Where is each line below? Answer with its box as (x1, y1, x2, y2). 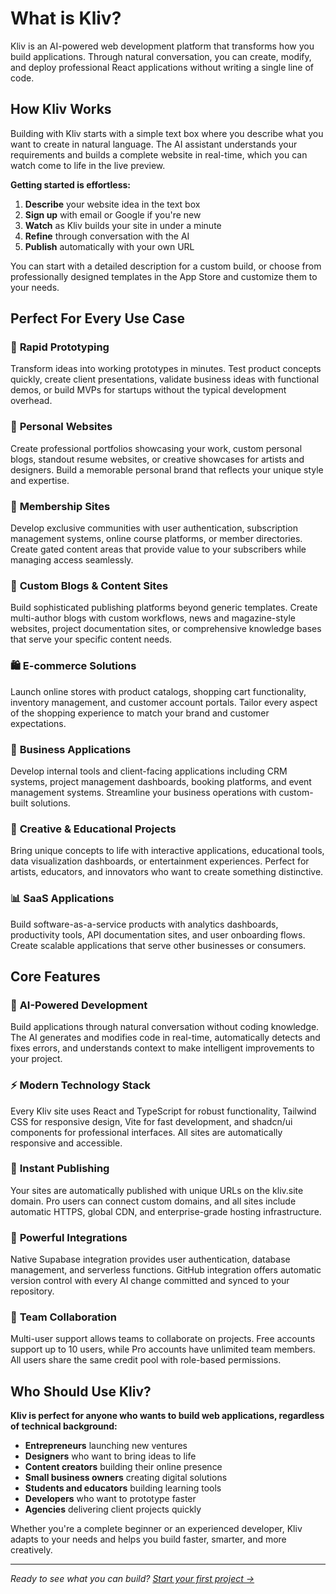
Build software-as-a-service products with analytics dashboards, (10, 918, 279, 930)
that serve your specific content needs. (10, 633, 173, 646)
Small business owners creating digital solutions (24, 1472, 228, 1484)
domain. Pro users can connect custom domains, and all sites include (10, 1195, 297, 1207)
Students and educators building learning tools (24, 1482, 222, 1494)
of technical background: (10, 1420, 118, 1432)
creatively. (10, 1544, 53, 1556)
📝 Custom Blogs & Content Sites (10, 578, 169, 592)
